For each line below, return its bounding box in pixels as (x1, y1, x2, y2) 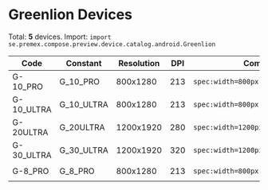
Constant (65, 57, 102, 68)
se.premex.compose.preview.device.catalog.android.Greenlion (8, 40, 216, 48)
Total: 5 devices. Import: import (8, 32, 112, 41)
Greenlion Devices (8, 6, 133, 24)
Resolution (118, 57, 160, 68)
